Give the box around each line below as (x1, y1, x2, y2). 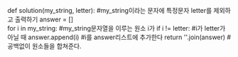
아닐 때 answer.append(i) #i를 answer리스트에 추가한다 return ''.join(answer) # (7, 33, 232, 41)
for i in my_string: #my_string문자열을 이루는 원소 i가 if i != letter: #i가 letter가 (7, 24, 226, 32)
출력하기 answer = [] (14, 15, 73, 24)
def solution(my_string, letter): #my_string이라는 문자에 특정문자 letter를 (7, 6, 212, 14)
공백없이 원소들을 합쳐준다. (7, 42, 82, 50)
